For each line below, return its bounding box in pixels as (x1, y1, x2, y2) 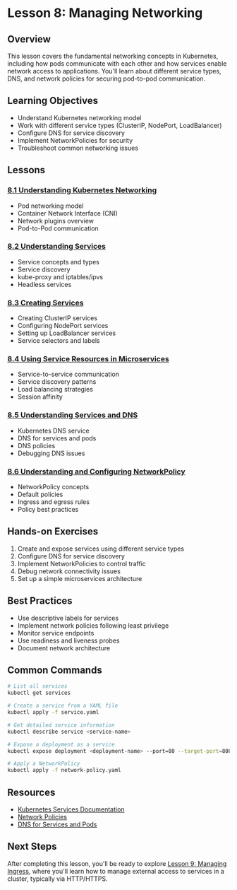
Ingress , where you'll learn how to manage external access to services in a (7, 867, 224, 875)
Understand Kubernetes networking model (17, 113, 142, 122)
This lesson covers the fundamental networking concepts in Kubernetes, (7, 52, 219, 60)
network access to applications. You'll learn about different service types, (7, 67, 221, 75)
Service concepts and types (17, 257, 100, 266)
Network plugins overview (17, 216, 94, 225)
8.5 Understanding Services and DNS (7, 410, 138, 420)
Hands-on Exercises (7, 525, 99, 538)
